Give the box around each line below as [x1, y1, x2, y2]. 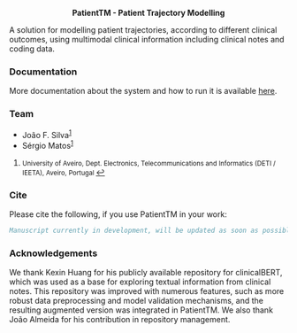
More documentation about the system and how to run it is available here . [9, 86, 278, 97]
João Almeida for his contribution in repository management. [9, 314, 231, 325]
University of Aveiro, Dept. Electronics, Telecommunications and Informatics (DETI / [21, 159, 277, 167]
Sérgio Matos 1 [21, 139, 73, 151]
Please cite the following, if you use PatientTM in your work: [9, 209, 227, 220]
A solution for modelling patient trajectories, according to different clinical [9, 25, 278, 35]
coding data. [9, 43, 56, 54]
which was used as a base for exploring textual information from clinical [9, 276, 271, 287]
